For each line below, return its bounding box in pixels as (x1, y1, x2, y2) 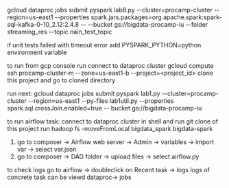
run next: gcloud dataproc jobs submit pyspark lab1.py (7, 89, 160, 97)
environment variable (7, 48, 67, 56)
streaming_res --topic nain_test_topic (7, 27, 112, 36)
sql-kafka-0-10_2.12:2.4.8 (7, 21, 80, 28)
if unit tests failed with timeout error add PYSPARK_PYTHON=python (7, 41, 202, 49)
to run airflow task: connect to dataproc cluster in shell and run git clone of (7, 117, 218, 126)
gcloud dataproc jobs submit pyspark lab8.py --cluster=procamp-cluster (7, 6, 213, 14)
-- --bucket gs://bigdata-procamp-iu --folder (80, 21, 208, 28)
